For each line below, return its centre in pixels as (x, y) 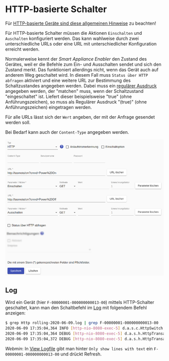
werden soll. (18, 122)
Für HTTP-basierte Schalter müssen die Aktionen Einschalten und (74, 33)
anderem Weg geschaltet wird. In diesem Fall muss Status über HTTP (77, 75)
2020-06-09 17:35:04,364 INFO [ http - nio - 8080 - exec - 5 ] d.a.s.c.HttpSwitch (84, 328)
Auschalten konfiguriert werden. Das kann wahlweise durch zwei (72, 38)
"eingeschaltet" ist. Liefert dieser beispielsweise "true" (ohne (69, 96)
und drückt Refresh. (81, 354)
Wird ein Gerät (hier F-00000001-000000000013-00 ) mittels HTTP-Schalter (80, 302)
